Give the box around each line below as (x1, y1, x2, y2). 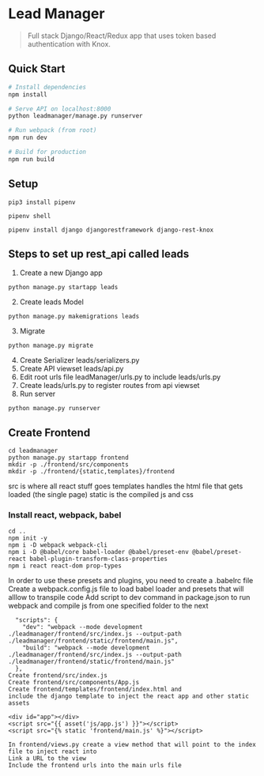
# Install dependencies (8, 83, 87, 91)
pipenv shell (8, 212, 51, 220)
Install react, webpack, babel (8, 510, 122, 521)
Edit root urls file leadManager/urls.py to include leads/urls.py (19, 372, 221, 382)
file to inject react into (8, 748, 97, 755)
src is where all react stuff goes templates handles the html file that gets (8, 481, 243, 491)
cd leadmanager (8, 447, 58, 455)
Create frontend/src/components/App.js (8, 679, 140, 687)
